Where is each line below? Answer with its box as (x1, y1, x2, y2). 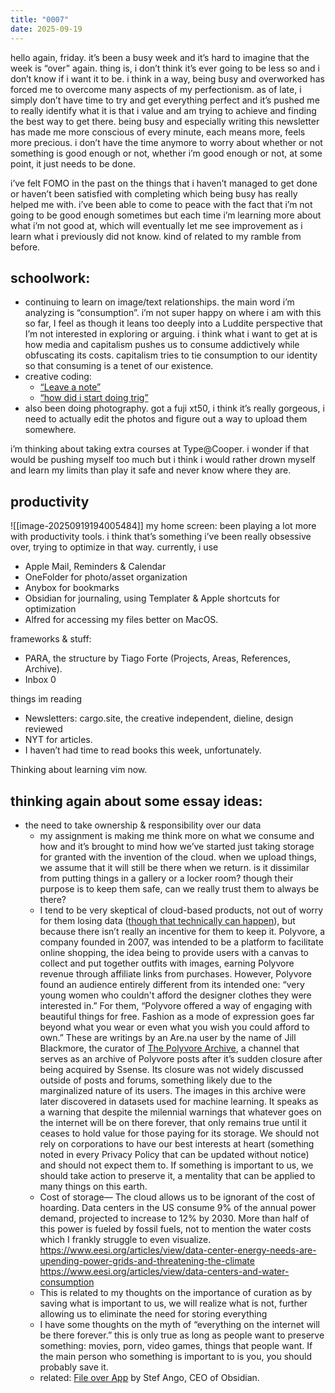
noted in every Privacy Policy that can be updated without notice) (39, 1148, 310, 1160)
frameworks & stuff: (10, 633, 92, 645)
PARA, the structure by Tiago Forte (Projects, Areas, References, (24, 652, 291, 665)
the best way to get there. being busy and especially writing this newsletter (10, 115, 320, 127)
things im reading (10, 693, 83, 705)
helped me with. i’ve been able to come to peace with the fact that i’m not (10, 198, 313, 210)
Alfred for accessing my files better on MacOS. (24, 614, 219, 626)
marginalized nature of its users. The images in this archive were (39, 1084, 307, 1096)
